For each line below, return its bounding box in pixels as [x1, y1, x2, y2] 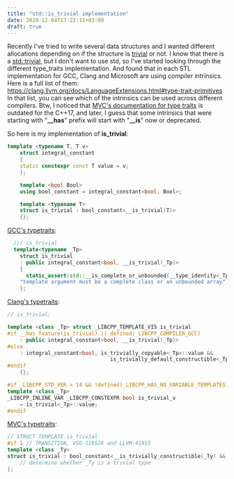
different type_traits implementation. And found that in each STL [7, 64, 192, 73]
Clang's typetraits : [7, 297, 61, 306]
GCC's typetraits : [7, 226, 57, 235]
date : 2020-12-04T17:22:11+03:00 [7, 17, 104, 24]
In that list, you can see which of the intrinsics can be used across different [7, 94, 223, 102]
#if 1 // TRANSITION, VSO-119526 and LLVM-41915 [7, 440, 151, 447]
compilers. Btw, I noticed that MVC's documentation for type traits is [7, 102, 203, 110]
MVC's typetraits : [7, 420, 58, 428]
